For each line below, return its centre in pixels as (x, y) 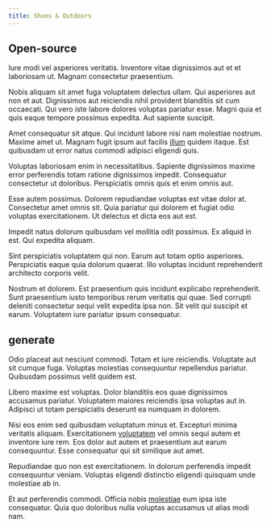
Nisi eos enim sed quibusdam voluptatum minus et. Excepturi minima (123, 425)
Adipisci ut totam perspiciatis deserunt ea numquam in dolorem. (115, 409)
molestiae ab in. (35, 483)
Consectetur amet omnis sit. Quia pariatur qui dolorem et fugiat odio (121, 207)
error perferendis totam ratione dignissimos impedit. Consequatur (118, 175)
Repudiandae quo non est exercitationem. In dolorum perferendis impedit (130, 466)
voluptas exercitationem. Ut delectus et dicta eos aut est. (103, 216)
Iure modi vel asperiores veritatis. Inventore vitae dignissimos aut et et (125, 68)
